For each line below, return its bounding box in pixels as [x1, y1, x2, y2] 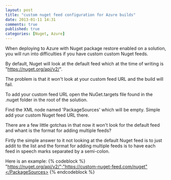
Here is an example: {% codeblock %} [5, 158, 86, 164]
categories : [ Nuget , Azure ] [5, 31, 65, 36]
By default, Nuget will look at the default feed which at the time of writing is [5, 61, 164, 66]
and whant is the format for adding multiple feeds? [5, 127, 111, 133]
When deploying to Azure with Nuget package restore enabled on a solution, [5, 46, 166, 51]
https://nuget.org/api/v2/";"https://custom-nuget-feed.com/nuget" [7, 164, 148, 169]
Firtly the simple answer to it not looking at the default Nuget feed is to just [5, 138, 162, 143]
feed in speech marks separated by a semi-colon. [5, 148, 110, 154]
